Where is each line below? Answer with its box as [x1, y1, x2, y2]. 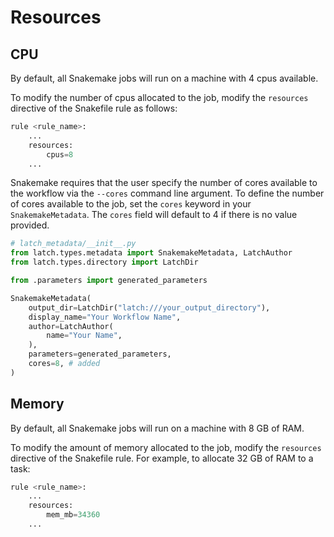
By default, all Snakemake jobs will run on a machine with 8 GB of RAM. [10, 422, 305, 434]
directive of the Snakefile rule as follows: [10, 102, 178, 114]
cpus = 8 [46, 149, 74, 160]
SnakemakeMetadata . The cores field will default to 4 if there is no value [10, 209, 298, 221]
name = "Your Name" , [46, 331, 123, 341]
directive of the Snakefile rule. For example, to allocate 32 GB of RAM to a [10, 452, 314, 464]
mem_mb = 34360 [46, 510, 101, 520]
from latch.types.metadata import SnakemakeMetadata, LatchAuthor [10, 248, 293, 258]
